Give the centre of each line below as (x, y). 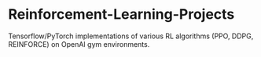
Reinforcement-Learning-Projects (121, 14)
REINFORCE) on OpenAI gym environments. (79, 44)
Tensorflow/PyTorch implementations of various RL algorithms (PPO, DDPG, (131, 36)
